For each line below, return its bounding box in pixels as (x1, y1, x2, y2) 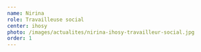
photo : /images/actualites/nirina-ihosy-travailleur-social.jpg (7, 28, 195, 36)
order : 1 (7, 35, 32, 42)
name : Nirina (7, 9, 45, 17)
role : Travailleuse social (7, 16, 84, 23)
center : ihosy (7, 22, 48, 29)
